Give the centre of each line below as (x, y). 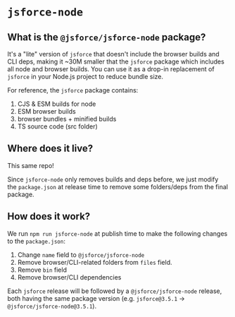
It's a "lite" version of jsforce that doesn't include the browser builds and (113, 54)
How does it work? (49, 216)
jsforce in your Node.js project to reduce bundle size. (85, 77)
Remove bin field (42, 270)
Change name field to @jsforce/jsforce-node (81, 255)
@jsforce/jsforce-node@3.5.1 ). (52, 306)
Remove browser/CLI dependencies (69, 277)
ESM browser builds (46, 111)
